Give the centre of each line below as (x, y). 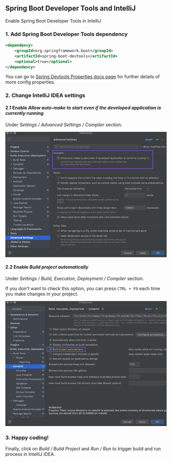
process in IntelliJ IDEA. (30, 454)
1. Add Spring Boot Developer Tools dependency (67, 34)
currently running (25, 113)
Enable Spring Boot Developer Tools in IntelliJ (53, 21)
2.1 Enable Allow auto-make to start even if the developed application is (83, 108)
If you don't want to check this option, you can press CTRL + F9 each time (83, 288)
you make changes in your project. (42, 294)
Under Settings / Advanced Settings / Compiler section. (64, 125)
